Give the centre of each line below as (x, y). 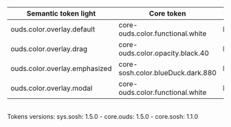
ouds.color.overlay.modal (52, 88)
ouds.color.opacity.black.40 (164, 53)
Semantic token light (61, 13)
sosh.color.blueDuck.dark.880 (167, 73)
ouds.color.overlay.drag (49, 49)
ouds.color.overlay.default (53, 29)
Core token (167, 13)
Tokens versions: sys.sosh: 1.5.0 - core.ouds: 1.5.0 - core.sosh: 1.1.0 (102, 116)
